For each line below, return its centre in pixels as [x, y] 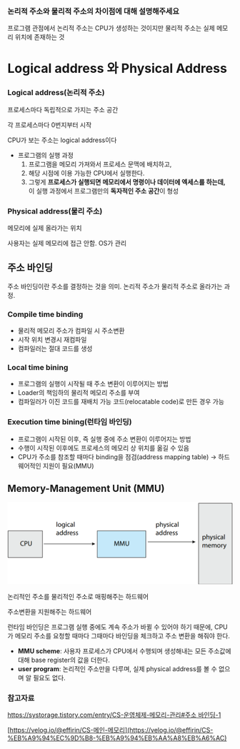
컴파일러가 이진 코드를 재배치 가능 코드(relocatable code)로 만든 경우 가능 [121, 402]
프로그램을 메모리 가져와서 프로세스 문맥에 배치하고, [100, 164]
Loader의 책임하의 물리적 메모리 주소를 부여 [79, 393]
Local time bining [38, 368]
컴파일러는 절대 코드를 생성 [55, 348]
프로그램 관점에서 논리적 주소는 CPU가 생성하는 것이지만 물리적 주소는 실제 [111, 28]
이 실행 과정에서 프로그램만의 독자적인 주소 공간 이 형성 [104, 191]
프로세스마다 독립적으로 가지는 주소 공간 [63, 109]
